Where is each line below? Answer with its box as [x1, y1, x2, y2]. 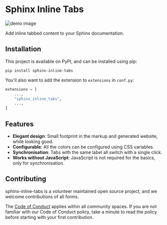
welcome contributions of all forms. [5, 194, 79, 200]
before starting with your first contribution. [5, 214, 94, 220]
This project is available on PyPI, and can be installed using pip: [5, 58, 137, 64]
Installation [5, 45, 41, 54]
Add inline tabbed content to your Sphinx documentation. [5, 30, 125, 36]
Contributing [5, 175, 46, 183]
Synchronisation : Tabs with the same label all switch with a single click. [12, 149, 162, 155]
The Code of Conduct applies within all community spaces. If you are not [5, 203, 157, 209]
